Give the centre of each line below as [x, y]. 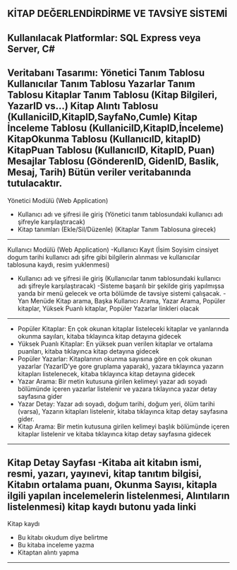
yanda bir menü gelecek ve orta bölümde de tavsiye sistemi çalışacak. [120, 293]
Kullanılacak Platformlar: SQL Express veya [104, 38]
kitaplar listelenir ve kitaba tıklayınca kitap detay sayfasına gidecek [114, 434]
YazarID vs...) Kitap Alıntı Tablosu [83, 106]
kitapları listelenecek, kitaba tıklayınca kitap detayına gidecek [106, 373]
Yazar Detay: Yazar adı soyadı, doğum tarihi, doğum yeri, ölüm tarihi [116, 404]
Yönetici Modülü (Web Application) [58, 200]
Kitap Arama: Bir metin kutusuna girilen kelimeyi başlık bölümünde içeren [123, 426]
